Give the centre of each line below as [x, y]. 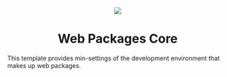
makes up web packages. [44, 65]
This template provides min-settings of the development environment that [113, 58]
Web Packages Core [118, 39]
